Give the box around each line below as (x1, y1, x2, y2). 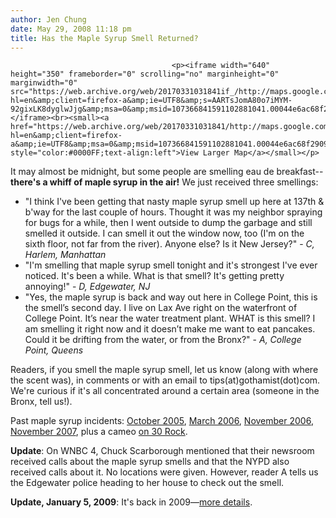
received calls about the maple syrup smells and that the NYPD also (10, 456, 290, 468)
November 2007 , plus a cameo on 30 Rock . (10, 426, 188, 438)
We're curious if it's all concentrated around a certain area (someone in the (10, 385, 320, 397)
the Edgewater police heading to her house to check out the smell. (10, 477, 285, 489)
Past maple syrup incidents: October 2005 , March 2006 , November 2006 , (10, 415, 314, 427)
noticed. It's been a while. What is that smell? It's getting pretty (24, 270, 285, 282)
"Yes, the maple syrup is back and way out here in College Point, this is (24, 291, 318, 303)
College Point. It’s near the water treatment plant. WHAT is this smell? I (24, 312, 316, 325)
